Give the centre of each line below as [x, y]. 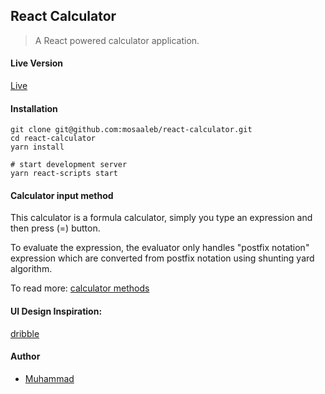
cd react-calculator [53, 139]
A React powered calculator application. [117, 40]
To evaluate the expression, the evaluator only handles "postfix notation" [160, 248]
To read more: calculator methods [80, 288]
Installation [34, 108]
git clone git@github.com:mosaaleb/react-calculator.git [131, 130]
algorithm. [31, 269]
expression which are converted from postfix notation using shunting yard [162, 258]
